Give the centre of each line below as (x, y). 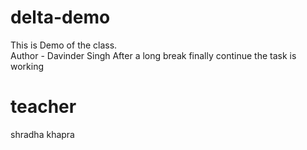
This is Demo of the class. (64, 45)
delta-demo (60, 17)
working (27, 66)
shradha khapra (42, 134)
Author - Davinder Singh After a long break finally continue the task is (153, 55)
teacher (43, 107)
